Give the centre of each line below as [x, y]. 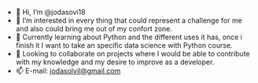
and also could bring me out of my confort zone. [94, 29]
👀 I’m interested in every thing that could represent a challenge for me [129, 20]
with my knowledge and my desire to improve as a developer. [115, 62]
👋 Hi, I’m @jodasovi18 [50, 12]
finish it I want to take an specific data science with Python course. [124, 45]
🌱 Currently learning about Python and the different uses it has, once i [129, 37]
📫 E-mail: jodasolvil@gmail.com [68, 71]
